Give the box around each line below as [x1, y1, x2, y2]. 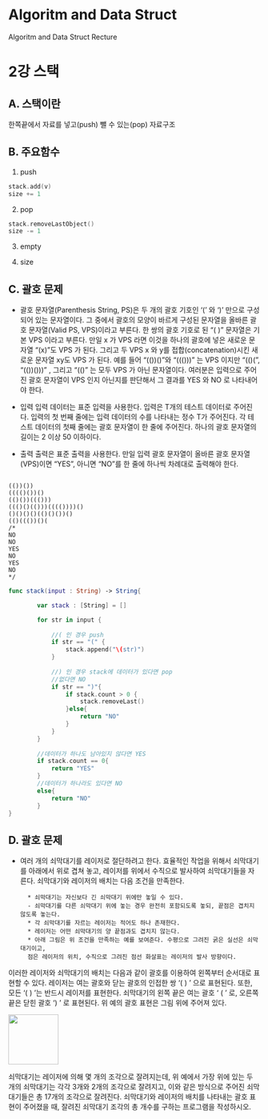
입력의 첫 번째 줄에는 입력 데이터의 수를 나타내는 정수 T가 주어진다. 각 [30, 412, 246, 422]
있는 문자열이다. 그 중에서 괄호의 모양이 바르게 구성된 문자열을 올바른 [34, 315, 249, 325]
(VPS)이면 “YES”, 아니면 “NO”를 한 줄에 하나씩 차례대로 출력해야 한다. [19, 459, 238, 469]
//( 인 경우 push [50, 630, 104, 639]
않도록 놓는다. [19, 910, 61, 919]
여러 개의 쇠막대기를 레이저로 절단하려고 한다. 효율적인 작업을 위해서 [19, 856, 232, 865]
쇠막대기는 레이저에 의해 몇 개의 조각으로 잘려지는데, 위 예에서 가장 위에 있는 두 [8, 1072, 254, 1081]
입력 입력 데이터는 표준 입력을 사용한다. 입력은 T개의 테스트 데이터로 [19, 402, 232, 412]
